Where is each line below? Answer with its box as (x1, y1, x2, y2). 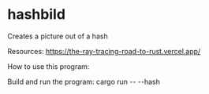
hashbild (7, 5, 66, 23)
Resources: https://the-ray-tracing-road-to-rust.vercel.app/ (7, 46, 201, 56)
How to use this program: (7, 61, 90, 71)
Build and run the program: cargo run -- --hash (7, 77, 161, 86)
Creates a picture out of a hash (7, 31, 108, 41)
